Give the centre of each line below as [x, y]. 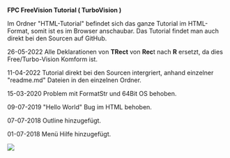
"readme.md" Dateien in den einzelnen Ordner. [74, 80]
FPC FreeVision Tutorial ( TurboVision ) [64, 10]
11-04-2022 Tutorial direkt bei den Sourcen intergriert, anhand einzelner [110, 73]
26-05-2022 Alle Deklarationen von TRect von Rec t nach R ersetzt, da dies [115, 52]
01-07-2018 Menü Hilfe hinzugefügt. [59, 134]
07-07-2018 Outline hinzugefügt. [54, 120]
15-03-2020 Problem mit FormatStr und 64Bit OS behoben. [92, 94]
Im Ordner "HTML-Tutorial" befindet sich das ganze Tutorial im [97, 23]
